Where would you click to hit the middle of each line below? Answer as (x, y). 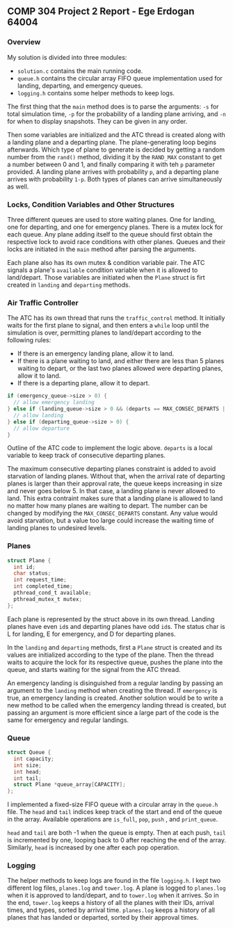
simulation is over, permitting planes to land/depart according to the (104, 333)
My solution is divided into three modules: (67, 57)
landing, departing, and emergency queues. (80, 86)
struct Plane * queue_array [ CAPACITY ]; (70, 785)
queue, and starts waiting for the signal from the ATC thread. (94, 669)
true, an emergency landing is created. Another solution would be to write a (115, 698)
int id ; (25, 567)
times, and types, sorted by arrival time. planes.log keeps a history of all (111, 910)
